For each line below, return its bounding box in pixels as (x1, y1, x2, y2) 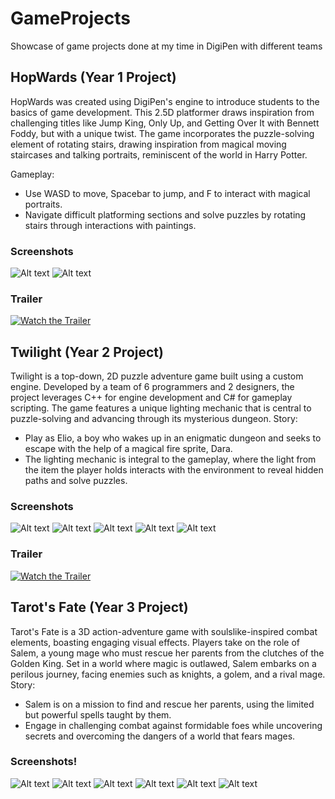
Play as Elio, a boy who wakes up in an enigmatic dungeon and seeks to (24, 432, 322, 444)
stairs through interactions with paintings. (24, 219, 197, 231)
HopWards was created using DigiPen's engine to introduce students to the (10, 95, 320, 107)
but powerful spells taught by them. (24, 708, 172, 721)
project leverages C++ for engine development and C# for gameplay (10, 392, 293, 404)
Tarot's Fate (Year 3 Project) (10, 599, 189, 616)
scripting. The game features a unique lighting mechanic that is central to (10, 402, 312, 414)
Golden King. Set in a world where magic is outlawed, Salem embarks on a (10, 657, 317, 669)
